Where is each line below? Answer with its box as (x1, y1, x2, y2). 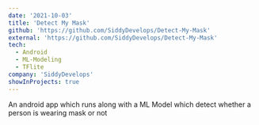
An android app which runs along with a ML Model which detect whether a (8, 100, 252, 109)
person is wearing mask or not (8, 108, 108, 117)
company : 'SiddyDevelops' (8, 70, 93, 78)
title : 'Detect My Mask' (8, 19, 90, 27)
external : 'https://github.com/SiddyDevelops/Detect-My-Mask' (8, 33, 218, 42)
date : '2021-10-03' (8, 11, 73, 20)
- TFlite (15, 63, 44, 71)
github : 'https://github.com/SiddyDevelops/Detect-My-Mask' (8, 26, 211, 34)
